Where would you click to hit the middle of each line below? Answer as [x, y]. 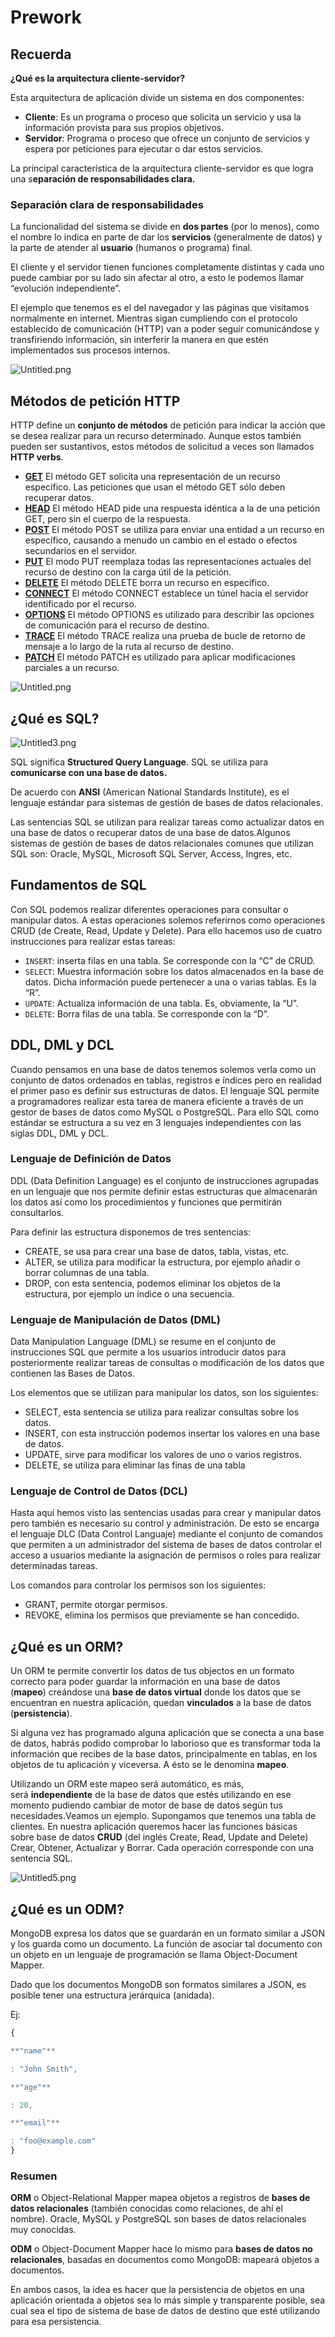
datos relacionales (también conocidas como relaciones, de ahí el [146, 2208]
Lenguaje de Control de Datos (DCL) [99, 1491]
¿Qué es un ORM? [67, 1646]
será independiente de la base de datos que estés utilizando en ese [151, 1795]
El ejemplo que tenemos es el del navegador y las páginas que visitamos [160, 308]
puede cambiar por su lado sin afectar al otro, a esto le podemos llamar [157, 278]
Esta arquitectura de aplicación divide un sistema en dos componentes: [157, 97]
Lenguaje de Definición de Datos [91, 1159]
